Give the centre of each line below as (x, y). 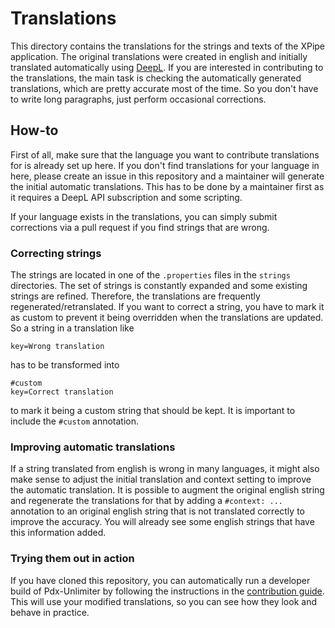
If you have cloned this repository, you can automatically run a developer (160, 580)
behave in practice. (50, 612)
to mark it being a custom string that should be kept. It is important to (153, 411)
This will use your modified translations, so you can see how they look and (163, 601)
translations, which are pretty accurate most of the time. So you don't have (164, 88)
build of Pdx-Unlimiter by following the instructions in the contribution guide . (167, 591)
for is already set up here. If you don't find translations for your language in (165, 165)
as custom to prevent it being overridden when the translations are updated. (167, 318)
